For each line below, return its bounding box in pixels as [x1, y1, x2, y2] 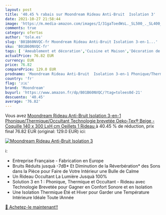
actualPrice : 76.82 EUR [5, 53, 54, 58]
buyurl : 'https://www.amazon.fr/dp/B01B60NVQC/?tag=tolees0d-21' [5, 90, 142, 95]
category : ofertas [5, 30, 43, 35]
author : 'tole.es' [5, 35, 43, 40]
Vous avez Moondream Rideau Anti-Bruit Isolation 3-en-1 [5, 113, 121, 119]
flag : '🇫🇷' [5, 81, 30, 86]
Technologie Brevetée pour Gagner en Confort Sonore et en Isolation [12, 184, 153, 190]
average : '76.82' [5, 99, 41, 104]
